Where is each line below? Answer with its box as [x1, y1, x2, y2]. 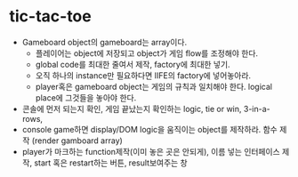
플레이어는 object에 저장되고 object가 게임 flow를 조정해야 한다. [35, 47, 259, 59]
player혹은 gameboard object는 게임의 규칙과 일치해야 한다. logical [35, 81, 273, 92]
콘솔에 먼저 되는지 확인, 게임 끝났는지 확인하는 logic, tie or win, [21, 103, 242, 114]
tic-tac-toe [9, 6, 92, 27]
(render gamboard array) [31, 135, 123, 146]
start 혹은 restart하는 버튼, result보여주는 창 [34, 157, 189, 168]
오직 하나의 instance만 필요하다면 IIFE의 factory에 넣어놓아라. [35, 69, 252, 81]
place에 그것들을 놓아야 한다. [35, 92, 137, 103]
